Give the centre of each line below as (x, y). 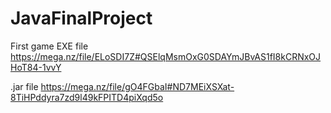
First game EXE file (49, 46)
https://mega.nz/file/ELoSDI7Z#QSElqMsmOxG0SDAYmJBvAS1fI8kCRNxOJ (166, 56)
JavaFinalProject (81, 18)
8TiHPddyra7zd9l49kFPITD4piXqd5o (87, 97)
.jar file (24, 86)
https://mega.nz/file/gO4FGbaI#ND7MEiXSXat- (137, 86)
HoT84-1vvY (36, 67)
